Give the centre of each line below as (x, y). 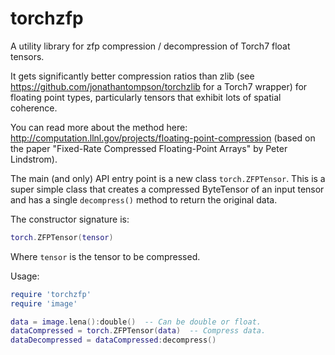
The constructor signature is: (70, 219)
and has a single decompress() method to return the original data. (144, 199)
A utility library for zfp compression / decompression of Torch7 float (150, 46)
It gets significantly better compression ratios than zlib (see (132, 76)
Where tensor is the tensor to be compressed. (105, 256)
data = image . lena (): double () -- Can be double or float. (136, 322)
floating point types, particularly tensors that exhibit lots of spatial (146, 97)
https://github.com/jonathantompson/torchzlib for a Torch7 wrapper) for (159, 86)
